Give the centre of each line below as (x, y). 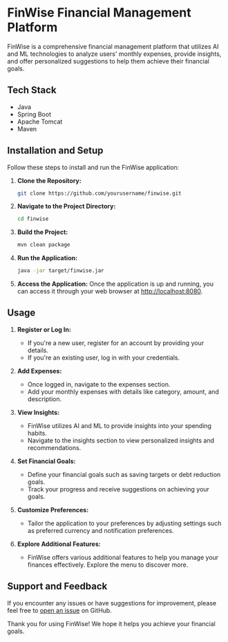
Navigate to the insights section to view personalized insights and (121, 440)
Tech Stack (32, 90)
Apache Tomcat (40, 121)
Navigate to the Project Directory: (66, 206)
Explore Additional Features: (59, 544)
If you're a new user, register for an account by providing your (116, 342)
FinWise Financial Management (99, 13)
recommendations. (54, 447)
